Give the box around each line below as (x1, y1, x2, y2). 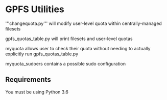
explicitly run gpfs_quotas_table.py (5, 51, 78, 57)
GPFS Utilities (5, 4, 65, 15)
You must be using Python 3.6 (5, 89, 69, 95)
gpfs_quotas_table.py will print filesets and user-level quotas (5, 36, 133, 42)
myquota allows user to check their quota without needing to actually (5, 45, 151, 51)
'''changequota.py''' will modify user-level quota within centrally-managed (5, 20, 162, 26)
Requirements (5, 75, 51, 84)
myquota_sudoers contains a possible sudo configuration (5, 60, 126, 66)
